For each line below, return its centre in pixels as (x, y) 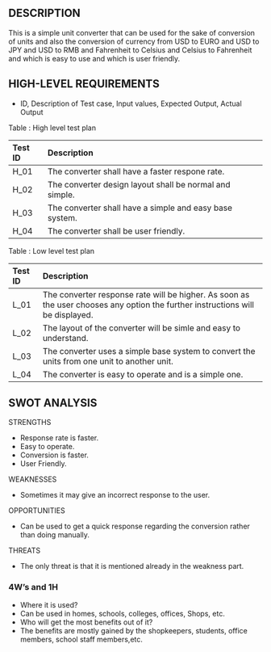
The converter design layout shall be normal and (139, 184)
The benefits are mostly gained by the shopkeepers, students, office (133, 630)
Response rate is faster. (59, 438)
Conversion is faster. (54, 455)
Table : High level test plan (52, 128)
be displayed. (68, 314)
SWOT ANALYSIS (53, 403)
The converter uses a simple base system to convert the (149, 351)
